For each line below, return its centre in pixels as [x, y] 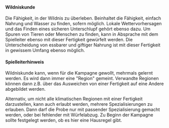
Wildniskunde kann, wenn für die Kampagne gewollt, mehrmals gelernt [79, 73]
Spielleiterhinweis [25, 62]
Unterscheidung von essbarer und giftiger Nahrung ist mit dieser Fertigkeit [83, 45]
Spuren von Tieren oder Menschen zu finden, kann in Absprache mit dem [82, 34]
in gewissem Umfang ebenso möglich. [45, 50]
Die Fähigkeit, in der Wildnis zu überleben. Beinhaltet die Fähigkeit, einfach [83, 18]
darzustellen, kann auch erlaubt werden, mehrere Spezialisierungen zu [79, 104]
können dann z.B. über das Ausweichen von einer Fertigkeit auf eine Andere [85, 84]
